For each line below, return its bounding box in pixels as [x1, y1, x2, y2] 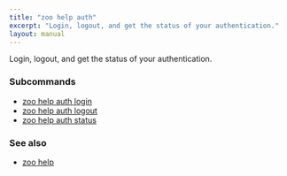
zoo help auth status [21, 114, 97, 125]
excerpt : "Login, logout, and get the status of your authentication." [9, 21, 279, 30]
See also [9, 136, 47, 149]
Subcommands [9, 76, 76, 88]
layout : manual [9, 29, 66, 38]
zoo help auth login [21, 96, 93, 106]
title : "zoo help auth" [9, 12, 97, 22]
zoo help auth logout [21, 105, 97, 116]
